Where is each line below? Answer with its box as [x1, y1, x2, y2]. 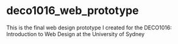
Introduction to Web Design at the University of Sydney [6, 30, 145, 37]
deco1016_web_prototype [6, 4, 139, 18]
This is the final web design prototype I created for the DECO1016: [6, 24, 172, 31]
